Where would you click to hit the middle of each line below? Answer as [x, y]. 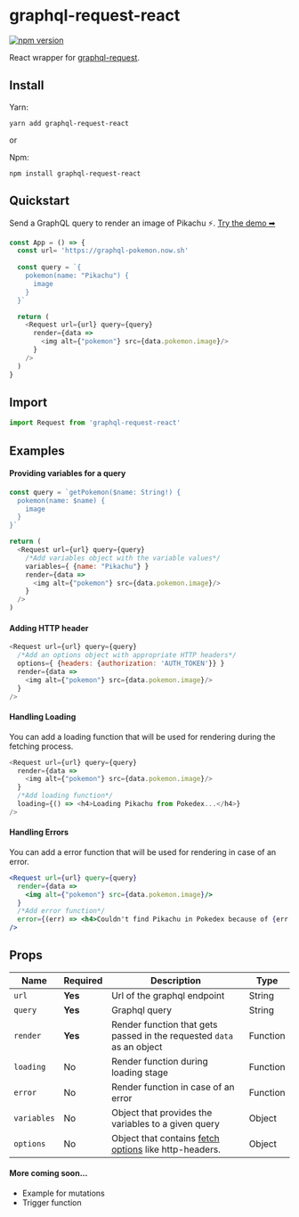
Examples [37, 451]
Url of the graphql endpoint [168, 995]
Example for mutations [63, 1193]
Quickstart [40, 201]
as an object [137, 1047]
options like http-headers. [166, 1149]
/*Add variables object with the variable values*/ [123, 558]
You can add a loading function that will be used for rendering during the [142, 736]
